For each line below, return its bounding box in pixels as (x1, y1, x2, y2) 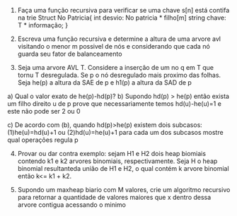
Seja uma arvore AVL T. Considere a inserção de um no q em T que (17, 64, 214, 71)
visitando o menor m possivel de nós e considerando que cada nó (17, 42, 210, 50)
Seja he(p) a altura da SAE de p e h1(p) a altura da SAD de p (17, 78, 192, 87)
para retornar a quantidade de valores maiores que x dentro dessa (17, 193, 212, 201)
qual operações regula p (7, 136, 79, 144)
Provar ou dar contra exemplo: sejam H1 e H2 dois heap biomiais (17, 150, 207, 157)
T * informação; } (17, 21, 69, 29)
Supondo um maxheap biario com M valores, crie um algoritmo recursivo (17, 186, 231, 193)
